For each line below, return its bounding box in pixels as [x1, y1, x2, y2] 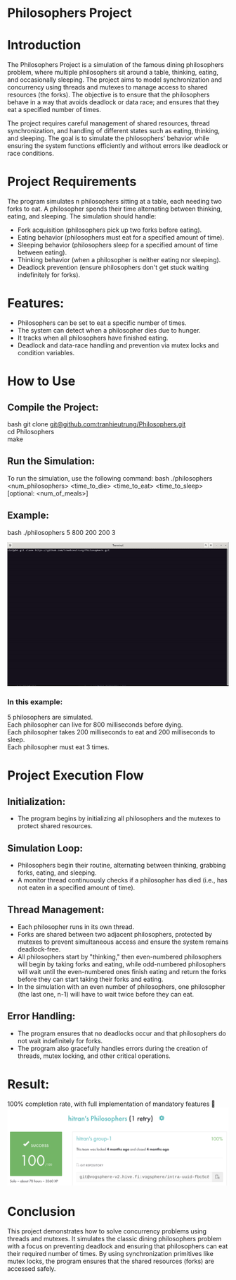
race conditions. [7, 149, 54, 158]
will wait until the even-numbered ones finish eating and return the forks [17, 967, 227, 976]
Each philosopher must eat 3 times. [7, 743, 110, 751]
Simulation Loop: [7, 842, 83, 854]
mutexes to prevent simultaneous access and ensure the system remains [17, 937, 229, 946]
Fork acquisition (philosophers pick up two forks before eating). [17, 226, 202, 234]
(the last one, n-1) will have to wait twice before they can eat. [17, 990, 195, 998]
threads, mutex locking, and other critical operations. [17, 1052, 171, 1060]
